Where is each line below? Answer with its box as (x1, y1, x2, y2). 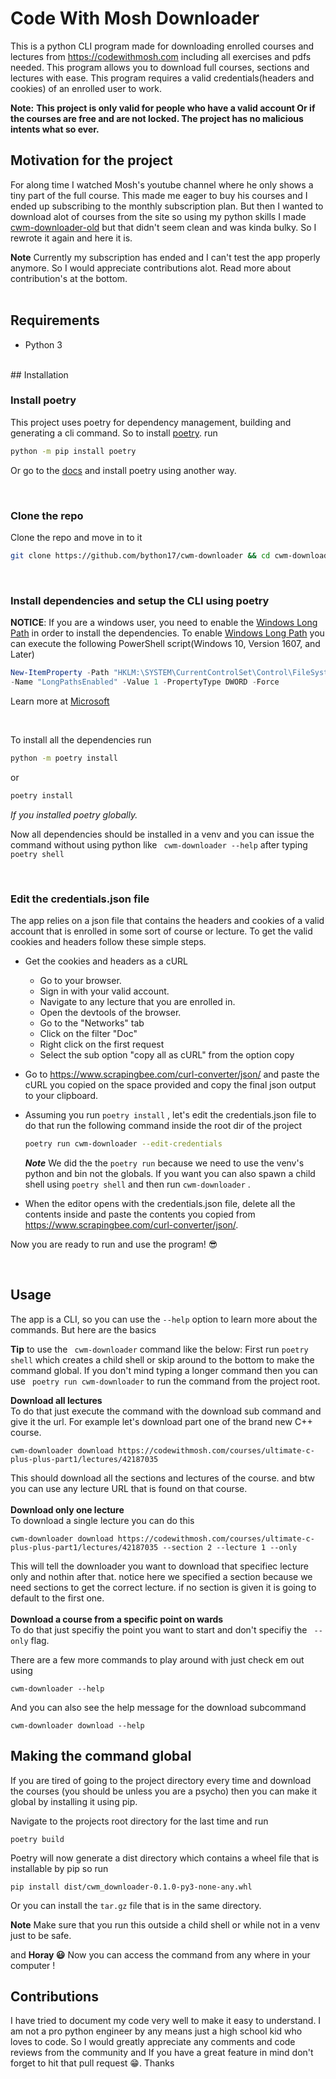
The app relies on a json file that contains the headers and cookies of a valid (10, 915, 325, 926)
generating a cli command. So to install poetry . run (10, 427, 218, 439)
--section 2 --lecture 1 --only (162, 1542, 298, 1552)
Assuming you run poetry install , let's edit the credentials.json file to (24, 1109, 317, 1121)
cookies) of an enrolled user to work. (10, 82, 162, 94)
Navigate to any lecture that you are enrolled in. (39, 996, 236, 1007)
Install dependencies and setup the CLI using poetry (10, 593, 270, 607)
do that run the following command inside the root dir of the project (24, 1120, 303, 1131)
